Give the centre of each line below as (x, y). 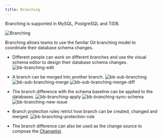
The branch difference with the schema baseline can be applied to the (82, 91)
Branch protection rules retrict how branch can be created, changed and (85, 111)
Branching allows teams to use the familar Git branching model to (71, 42)
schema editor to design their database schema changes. (70, 62)
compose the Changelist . (37, 131)
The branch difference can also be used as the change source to (77, 126)
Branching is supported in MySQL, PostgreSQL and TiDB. (63, 23)
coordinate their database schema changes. (49, 47)
